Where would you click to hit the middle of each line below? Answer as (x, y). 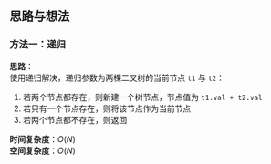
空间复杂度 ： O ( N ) (42, 150)
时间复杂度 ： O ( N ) (42, 138)
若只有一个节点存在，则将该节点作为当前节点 (107, 108)
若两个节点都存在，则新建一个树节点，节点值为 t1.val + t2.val (142, 97)
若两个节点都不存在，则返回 (75, 119)
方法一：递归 (38, 45)
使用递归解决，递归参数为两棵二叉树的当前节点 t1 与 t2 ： (117, 77)
